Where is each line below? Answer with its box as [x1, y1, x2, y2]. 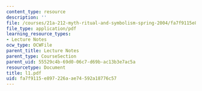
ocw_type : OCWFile [6, 43, 52, 48]
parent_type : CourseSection [6, 53, 77, 59]
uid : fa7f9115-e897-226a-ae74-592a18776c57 [6, 75, 117, 81]
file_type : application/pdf [6, 25, 77, 32]
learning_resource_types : [6, 31, 71, 37]
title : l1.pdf [6, 70, 42, 76]
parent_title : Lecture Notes [6, 48, 79, 54]
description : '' [6, 14, 47, 20]
